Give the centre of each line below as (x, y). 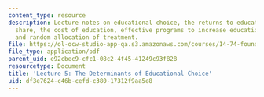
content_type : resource (47, 15)
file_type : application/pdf (54, 52)
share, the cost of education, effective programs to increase (121, 30)
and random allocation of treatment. (77, 37)
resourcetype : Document (47, 66)
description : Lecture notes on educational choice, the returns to (121, 23)
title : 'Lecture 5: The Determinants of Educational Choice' (110, 74)
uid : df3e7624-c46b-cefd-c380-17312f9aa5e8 (81, 81)
